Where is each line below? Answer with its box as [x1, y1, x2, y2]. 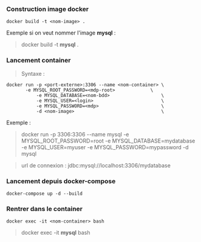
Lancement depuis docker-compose [6, 176, 116, 185]
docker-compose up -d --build [6, 190, 83, 197]
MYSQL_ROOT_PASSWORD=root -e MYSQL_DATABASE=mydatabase [21, 137, 196, 144]
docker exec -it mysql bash [21, 229, 90, 237]
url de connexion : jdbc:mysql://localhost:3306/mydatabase [21, 161, 171, 169]
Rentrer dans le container [6, 204, 83, 213]
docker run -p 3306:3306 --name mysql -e [21, 130, 129, 138]
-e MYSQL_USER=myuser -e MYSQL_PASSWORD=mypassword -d [21, 143, 189, 150]
